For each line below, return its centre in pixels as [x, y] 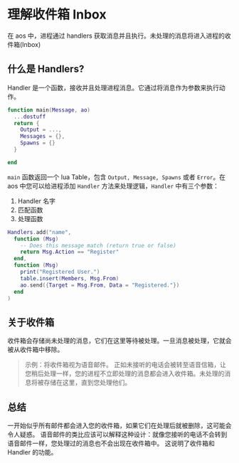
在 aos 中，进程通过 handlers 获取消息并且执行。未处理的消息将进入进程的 [116, 36]
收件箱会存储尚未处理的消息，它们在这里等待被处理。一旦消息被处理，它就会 [119, 341]
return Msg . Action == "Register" [70, 252]
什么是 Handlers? [46, 69]
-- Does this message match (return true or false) [98, 245]
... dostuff [30, 117]
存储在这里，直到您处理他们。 [87, 383]
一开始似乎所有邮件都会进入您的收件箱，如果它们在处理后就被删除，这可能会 [119, 425]
